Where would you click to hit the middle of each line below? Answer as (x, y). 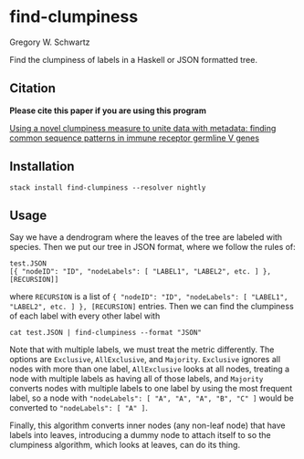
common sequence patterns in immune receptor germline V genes (135, 138)
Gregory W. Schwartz (50, 42)
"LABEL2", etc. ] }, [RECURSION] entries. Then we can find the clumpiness (152, 307)
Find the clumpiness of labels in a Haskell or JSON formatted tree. (134, 59)
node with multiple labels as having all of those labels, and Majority (136, 379)
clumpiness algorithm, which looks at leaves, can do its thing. (125, 445)
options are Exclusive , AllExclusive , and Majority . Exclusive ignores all (145, 360)
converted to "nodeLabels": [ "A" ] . (79, 408)
